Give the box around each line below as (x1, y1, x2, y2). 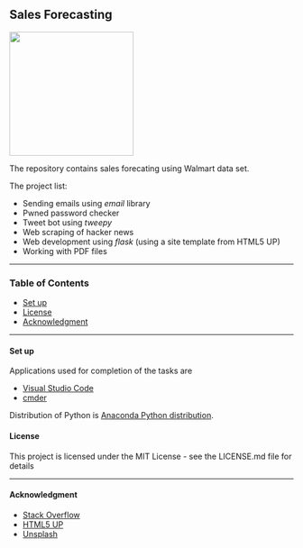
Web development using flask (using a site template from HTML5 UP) (22, 236, 281, 247)
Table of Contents (9, 277, 90, 289)
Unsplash (22, 528, 59, 539)
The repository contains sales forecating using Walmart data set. (9, 162, 250, 174)
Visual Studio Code (22, 383, 95, 394)
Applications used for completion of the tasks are (9, 365, 193, 377)
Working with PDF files (22, 245, 108, 256)
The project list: (9, 180, 68, 191)
